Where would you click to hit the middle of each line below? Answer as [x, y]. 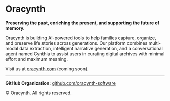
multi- [155, 43]
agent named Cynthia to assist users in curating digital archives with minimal [85, 54]
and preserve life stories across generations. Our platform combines [76, 43]
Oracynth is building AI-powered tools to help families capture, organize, [81, 38]
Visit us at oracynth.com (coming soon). [47, 69]
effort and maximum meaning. [37, 59]
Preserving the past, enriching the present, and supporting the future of [82, 23]
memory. [15, 28]
